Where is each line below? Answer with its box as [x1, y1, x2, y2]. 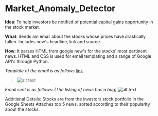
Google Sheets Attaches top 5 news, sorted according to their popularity [5, 101, 150, 107]
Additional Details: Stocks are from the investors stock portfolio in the [5, 96, 144, 102]
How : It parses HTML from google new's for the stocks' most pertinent [5, 48, 147, 54]
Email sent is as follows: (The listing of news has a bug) [5, 86, 117, 92]
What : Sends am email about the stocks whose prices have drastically [5, 33, 146, 39]
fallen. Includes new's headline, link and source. [5, 38, 101, 44]
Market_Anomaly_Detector [5, 3, 116, 14]
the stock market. [5, 24, 40, 30]
